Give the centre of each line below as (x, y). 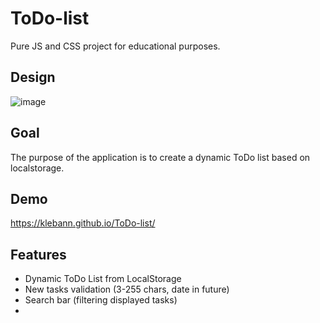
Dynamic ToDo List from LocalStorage (103, 279)
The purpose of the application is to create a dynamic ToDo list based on (160, 157)
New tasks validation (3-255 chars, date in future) (127, 289)
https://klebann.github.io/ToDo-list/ (83, 223)
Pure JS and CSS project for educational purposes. (115, 46)
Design (33, 77)
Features (38, 254)
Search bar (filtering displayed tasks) (101, 300)
